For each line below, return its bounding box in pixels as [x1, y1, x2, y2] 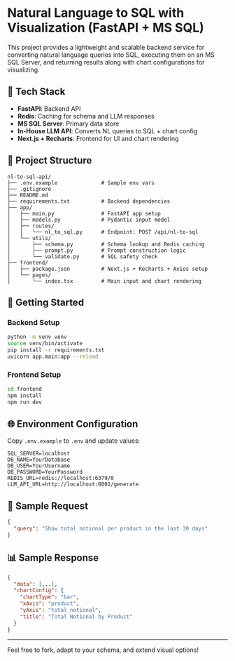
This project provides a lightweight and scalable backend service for [7, 43, 205, 51]
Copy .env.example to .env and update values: [7, 436, 141, 445]
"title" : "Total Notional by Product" [20, 613, 133, 620]
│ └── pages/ [7, 272, 52, 279]
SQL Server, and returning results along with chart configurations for [7, 58, 205, 66]
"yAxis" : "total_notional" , [20, 607, 101, 614]
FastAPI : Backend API [17, 104, 82, 113]
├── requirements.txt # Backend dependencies [7, 198, 171, 205]
